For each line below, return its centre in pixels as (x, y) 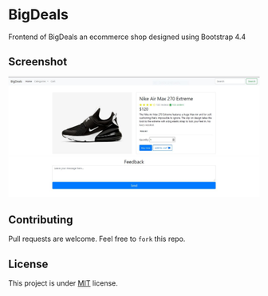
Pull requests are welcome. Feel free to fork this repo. (97, 239)
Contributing (41, 220)
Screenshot (38, 62)
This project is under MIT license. (63, 283)
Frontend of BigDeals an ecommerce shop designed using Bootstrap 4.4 (127, 37)
